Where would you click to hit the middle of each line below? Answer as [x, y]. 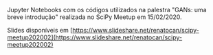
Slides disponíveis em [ [40, 30]
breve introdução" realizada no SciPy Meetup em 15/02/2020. [94, 17]
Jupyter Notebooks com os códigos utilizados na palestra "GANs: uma [107, 10]
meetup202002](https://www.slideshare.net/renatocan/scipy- [95, 37]
